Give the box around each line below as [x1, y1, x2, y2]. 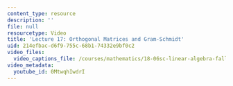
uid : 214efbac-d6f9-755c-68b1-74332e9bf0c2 [7, 42, 135, 49]
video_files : [7, 49, 45, 56]
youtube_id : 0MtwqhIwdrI [13, 68, 85, 75]
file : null [7, 23, 39, 30]
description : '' [7, 17, 54, 24]
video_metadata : [7, 62, 54, 69]
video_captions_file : [13, 55, 76, 62]
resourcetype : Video [7, 29, 67, 37]
